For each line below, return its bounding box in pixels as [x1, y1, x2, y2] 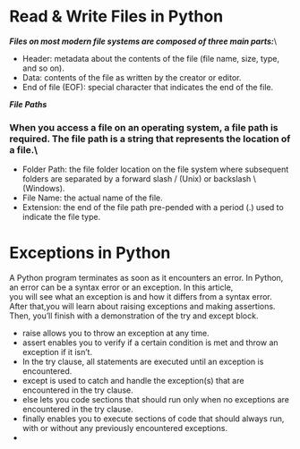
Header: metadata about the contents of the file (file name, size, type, [21, 53, 280, 64]
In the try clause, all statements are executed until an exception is [21, 356, 264, 368]
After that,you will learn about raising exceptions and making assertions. [9, 301, 276, 312]
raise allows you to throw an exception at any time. [21, 328, 210, 339]
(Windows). [21, 183, 65, 194]
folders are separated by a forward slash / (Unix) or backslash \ [21, 174, 257, 184]
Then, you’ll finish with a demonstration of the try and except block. [9, 310, 259, 321]
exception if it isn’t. [21, 347, 92, 358]
